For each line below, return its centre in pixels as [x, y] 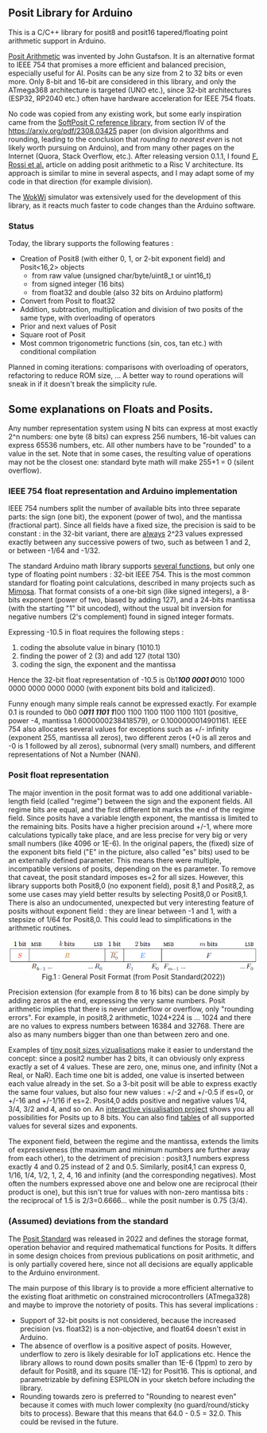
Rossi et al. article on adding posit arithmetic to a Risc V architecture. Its [126, 164]
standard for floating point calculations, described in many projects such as [132, 583]
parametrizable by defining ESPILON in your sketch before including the [137, 1379]
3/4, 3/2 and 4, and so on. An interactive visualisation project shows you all [131, 1109]
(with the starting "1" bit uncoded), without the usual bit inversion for [120, 609]
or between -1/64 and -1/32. [54, 551]
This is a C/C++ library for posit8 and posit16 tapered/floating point [118, 32]
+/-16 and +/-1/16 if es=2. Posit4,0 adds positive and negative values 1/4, [128, 1100]
